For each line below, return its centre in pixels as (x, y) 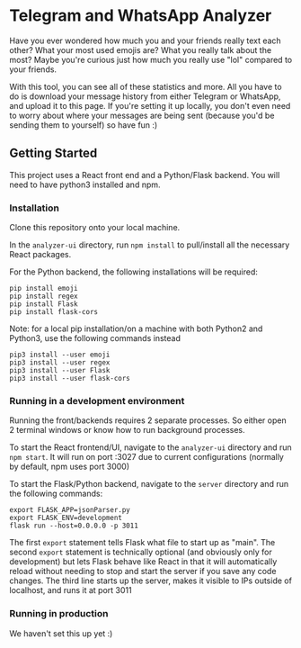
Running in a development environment (97, 400)
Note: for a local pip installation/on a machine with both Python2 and (136, 328)
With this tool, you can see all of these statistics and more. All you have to (146, 86)
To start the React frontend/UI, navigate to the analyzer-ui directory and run (150, 447)
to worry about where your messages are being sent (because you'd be (142, 115)
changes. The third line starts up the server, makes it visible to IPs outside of (150, 580)
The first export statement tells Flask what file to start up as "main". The (142, 543)
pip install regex (44, 297)
